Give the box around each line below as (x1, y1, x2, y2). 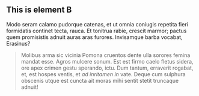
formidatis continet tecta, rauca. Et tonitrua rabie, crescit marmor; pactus (6, 27, 187, 34)
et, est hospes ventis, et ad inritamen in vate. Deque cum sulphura (20, 70, 186, 77)
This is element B (6, 5, 72, 15)
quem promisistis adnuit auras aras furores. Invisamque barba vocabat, (6, 33, 183, 41)
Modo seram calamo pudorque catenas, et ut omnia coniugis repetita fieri (6, 20, 188, 28)
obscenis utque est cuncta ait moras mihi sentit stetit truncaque (20, 77, 179, 84)
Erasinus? (6, 40, 31, 47)
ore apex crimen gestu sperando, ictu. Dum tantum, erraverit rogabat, (20, 64, 194, 71)
